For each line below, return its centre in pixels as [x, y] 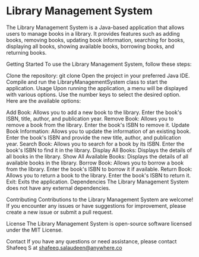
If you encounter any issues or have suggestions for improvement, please [96, 205]
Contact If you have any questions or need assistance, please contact [91, 241]
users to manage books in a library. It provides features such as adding [93, 33]
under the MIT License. [35, 230]
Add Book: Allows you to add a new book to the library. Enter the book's [94, 112]
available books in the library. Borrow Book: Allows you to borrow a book [95, 163]
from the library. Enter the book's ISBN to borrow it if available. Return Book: [99, 169]
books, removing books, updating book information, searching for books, [96, 40]
